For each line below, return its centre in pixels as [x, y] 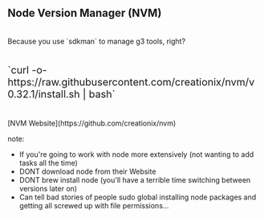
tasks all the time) [48, 162]
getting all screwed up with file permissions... [94, 205]
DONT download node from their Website [87, 171]
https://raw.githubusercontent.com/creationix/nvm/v [131, 82]
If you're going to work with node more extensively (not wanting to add [136, 154]
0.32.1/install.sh [44, 94]
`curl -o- [27, 70]
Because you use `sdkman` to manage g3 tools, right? [97, 41]
